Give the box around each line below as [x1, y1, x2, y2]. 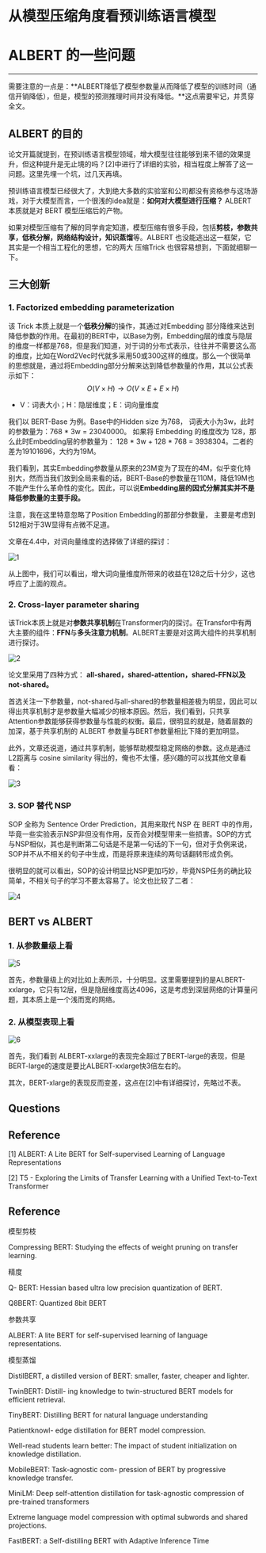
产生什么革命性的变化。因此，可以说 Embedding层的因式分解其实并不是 [21, 483, 255, 492]
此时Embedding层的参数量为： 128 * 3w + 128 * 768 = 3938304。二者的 [14, 437, 253, 446]
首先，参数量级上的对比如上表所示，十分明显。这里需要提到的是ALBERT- [8, 975, 245, 984]
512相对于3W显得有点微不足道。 [8, 520, 114, 529]
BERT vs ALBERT [8, 914, 93, 928]
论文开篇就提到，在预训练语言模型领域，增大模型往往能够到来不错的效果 [8, 149, 244, 158]
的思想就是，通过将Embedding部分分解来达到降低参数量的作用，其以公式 [8, 361, 247, 370]
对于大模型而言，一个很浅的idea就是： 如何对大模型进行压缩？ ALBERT [21, 196, 252, 205]
